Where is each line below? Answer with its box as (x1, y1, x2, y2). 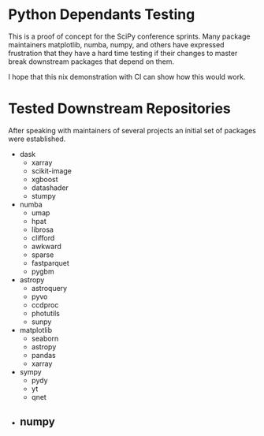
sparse (31, 250, 54, 259)
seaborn (31, 334, 59, 343)
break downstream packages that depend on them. (8, 57, 175, 66)
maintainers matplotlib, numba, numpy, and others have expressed (8, 39, 225, 49)
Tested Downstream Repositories (8, 100, 231, 117)
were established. (8, 134, 66, 143)
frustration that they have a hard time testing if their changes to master (8, 48, 238, 58)
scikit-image (31, 166, 73, 175)
